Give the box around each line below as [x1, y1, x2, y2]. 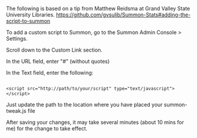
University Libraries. [6, 11, 55, 18]
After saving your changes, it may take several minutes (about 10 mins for [6, 119, 184, 126]
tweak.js [6, 107, 26, 114]
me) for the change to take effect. [6, 125, 88, 132]
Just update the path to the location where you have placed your [6, 101, 163, 108]
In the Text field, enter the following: [6, 69, 94, 76]
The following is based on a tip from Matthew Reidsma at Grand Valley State [6, 5, 190, 12]
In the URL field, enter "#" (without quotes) [6, 58, 110, 65]
